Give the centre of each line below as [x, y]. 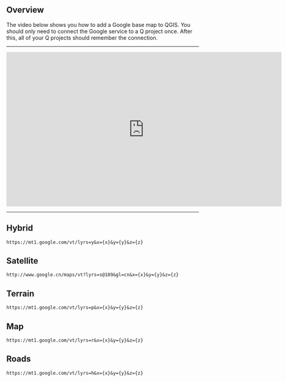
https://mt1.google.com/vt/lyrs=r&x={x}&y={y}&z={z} [75, 341]
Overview [25, 10]
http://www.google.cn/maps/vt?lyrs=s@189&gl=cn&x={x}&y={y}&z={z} [93, 275]
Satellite [22, 261]
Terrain [20, 293]
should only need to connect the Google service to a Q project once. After [99, 31]
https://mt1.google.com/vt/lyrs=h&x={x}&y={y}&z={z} [75, 373]
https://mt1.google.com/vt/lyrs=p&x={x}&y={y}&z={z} [75, 308]
